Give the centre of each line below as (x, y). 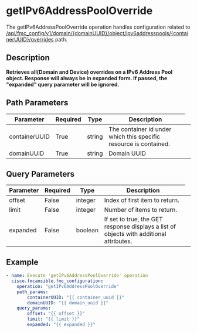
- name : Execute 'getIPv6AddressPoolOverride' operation (77, 276)
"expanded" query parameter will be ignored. (63, 84)
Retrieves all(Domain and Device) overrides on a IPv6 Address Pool (89, 72)
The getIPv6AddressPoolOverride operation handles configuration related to (98, 27)
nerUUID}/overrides (30, 39)
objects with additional (135, 234)
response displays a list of (140, 226)
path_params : (33, 292)
